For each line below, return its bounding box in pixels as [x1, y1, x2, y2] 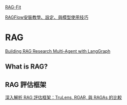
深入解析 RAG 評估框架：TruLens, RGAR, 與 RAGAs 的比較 [5, 95, 122, 101]
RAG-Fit [5, 4, 21, 10]
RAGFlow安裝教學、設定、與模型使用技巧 [5, 14, 89, 20]
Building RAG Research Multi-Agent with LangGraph [5, 48, 111, 54]
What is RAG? [5, 63, 48, 71]
